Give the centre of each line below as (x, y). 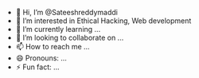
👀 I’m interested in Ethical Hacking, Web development (103, 21)
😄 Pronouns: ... (41, 58)
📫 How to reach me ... (53, 47)
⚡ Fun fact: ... (37, 67)
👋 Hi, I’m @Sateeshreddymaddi (66, 12)
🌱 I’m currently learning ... (58, 29)
